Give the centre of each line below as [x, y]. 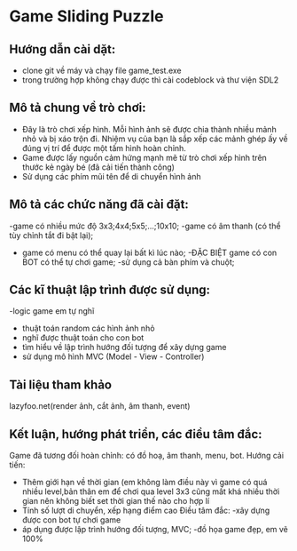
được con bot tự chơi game [71, 520]
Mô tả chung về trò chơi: [78, 108]
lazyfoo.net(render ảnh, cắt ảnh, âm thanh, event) [100, 406]
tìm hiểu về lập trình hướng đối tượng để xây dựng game [124, 347]
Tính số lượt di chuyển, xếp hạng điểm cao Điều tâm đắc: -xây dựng [146, 511]
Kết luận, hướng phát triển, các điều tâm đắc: [136, 434]
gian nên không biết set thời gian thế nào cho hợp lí [116, 501]
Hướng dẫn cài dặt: [63, 49]
